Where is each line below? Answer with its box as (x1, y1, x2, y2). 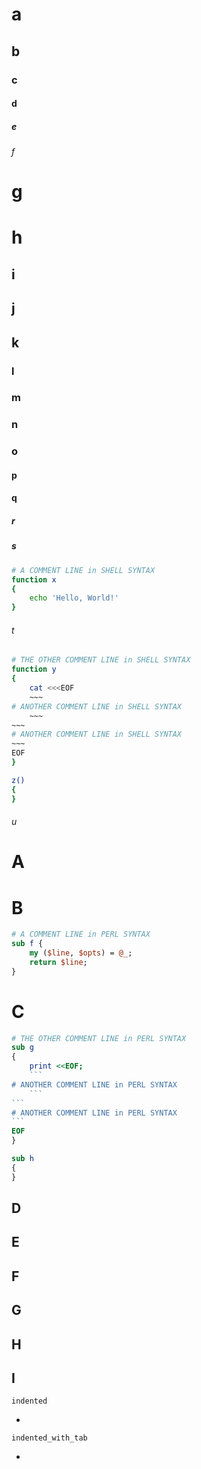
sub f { (11, 939, 44, 949)
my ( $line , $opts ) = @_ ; (29, 948, 133, 958)
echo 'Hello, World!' (29, 593, 119, 603)
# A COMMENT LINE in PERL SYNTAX (11, 929, 151, 940)
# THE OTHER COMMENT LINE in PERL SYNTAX (11, 1033, 187, 1043)
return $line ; (29, 957, 88, 967)
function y (11, 664, 57, 675)
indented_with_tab (11, 1433, 88, 1443)
